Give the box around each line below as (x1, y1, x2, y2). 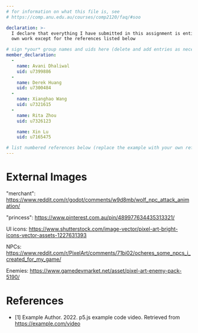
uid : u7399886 (16, 69, 51, 75)
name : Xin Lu (16, 128, 49, 135)
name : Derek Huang (16, 79, 62, 86)
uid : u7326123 (16, 118, 51, 124)
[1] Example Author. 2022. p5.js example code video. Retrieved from (14, 313, 180, 321)
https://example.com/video (14, 320, 81, 327)
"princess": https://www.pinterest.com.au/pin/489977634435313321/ (6, 214, 175, 221)
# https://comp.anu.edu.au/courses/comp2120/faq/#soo (6, 14, 141, 20)
